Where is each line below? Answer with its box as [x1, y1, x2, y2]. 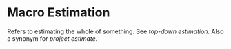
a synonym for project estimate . [7, 34, 98, 42]
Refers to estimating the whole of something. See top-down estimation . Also [7, 27, 224, 35]
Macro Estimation [7, 5, 110, 20]
